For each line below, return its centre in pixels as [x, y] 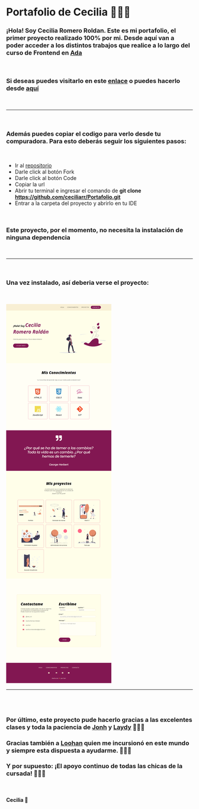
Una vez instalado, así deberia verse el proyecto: [78, 282]
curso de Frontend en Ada [44, 53]
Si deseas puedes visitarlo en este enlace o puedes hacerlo [93, 81]
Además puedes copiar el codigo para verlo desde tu [84, 134]
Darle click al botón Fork [44, 172]
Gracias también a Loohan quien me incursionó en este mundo [98, 743]
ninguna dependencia [38, 237]
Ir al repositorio [33, 166]
